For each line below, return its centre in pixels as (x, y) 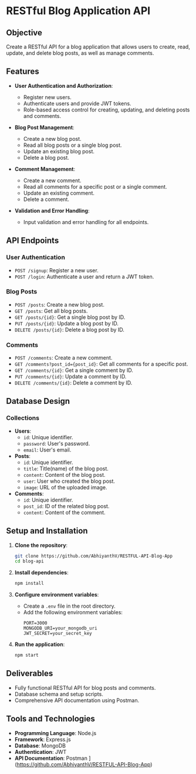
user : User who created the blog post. (69, 481)
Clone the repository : (41, 545)
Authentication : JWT (40, 752)
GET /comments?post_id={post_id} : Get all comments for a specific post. (101, 364)
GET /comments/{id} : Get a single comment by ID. (74, 370)
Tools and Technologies (51, 719)
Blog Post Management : (44, 127)
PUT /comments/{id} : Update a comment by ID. (70, 377)
